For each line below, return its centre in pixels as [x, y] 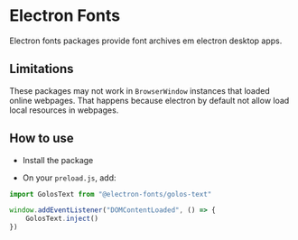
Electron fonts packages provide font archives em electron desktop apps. [146, 41]
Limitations [42, 69]
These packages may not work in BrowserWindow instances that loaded [140, 90]
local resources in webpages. [64, 110]
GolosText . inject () [62, 219]
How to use [42, 138]
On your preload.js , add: [69, 178]
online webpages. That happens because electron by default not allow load [149, 100]
